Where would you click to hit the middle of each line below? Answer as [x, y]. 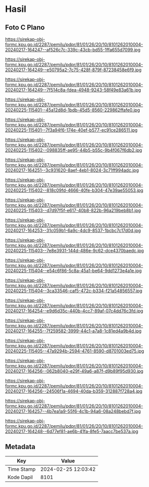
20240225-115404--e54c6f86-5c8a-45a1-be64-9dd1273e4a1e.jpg [74, 271]
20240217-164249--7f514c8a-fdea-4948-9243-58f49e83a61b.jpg [73, 90]
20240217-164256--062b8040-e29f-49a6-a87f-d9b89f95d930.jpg [74, 371]
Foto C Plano [25, 27]
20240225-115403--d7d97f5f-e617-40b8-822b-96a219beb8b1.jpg [73, 210]
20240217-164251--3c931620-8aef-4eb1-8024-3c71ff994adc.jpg [72, 170]
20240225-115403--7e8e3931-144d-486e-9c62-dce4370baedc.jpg [74, 250]
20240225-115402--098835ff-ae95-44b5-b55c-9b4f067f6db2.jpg [74, 150]
